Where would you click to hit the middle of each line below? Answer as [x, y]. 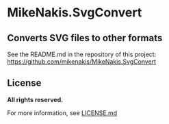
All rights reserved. [35, 99]
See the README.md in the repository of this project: [82, 54]
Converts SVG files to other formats [85, 38]
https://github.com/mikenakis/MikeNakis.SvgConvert [81, 62]
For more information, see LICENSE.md [62, 113]
